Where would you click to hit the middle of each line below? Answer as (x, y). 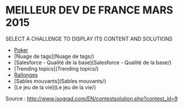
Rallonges (26, 75)
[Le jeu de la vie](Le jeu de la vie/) (55, 87)
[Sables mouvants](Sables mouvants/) (60, 81)
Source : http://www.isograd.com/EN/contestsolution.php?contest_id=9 (92, 98)
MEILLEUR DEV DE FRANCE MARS (89, 10)
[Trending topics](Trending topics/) (56, 68)
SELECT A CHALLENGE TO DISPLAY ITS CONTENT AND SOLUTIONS (89, 39)
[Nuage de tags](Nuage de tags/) (54, 56)
